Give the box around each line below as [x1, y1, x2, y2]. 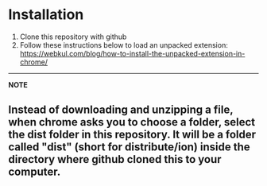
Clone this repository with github [19, 32, 127, 41]
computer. [8, 165, 61, 179]
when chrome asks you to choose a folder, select [8, 115, 256, 129]
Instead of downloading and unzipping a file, [8, 103, 234, 117]
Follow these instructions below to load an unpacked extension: [19, 40, 228, 49]
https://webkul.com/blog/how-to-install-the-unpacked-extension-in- [19, 48, 246, 58]
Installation [8, 6, 84, 24]
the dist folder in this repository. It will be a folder [8, 128, 257, 141]
